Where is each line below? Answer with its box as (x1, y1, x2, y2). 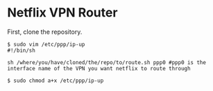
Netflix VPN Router (7, 5, 118, 21)
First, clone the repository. (7, 28, 83, 36)
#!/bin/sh (7, 47, 36, 54)
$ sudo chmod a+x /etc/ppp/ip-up (7, 77, 104, 84)
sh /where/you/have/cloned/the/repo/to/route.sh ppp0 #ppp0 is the (7, 59, 207, 66)
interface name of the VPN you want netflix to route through (7, 65, 191, 72)
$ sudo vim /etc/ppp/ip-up (7, 41, 85, 48)
